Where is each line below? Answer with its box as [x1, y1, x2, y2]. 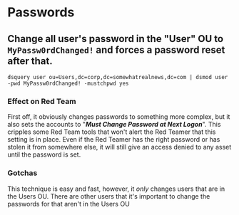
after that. [7, 55, 53, 67]
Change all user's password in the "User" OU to [7, 33, 223, 45]
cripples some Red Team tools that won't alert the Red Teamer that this [7, 127, 216, 136]
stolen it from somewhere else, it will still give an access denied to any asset [7, 143, 232, 152]
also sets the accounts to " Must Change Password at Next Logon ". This [7, 120, 221, 129]
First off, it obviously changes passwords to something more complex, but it [7, 112, 230, 121]
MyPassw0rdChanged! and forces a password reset [7, 43, 225, 56]
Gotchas [7, 168, 38, 178]
